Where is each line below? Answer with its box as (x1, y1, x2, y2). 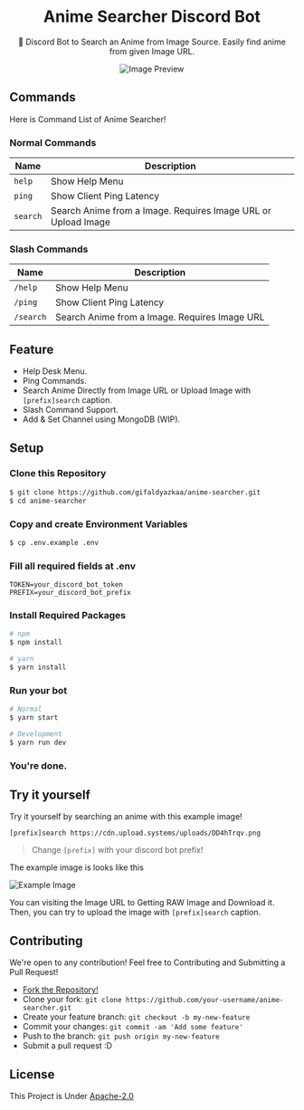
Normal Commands (9, 136, 97, 148)
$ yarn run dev (9, 738, 67, 747)
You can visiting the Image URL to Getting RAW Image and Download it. (9, 897, 275, 908)
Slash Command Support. (22, 405, 119, 416)
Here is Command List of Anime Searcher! (9, 113, 166, 124)
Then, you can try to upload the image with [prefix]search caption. (9, 907, 261, 918)
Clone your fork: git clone (22, 994, 122, 1005)
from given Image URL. (109, 45, 195, 56)
